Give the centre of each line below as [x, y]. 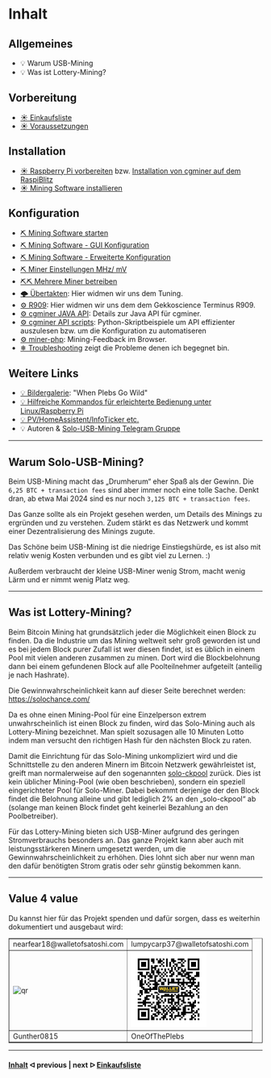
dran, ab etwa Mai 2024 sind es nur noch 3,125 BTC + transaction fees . [129, 499]
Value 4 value [43, 899]
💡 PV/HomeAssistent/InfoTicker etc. [79, 419]
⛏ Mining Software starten [64, 233]
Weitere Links [44, 373]
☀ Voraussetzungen [54, 126]
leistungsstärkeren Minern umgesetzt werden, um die [97, 848]
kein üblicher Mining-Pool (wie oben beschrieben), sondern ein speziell [127, 781]
